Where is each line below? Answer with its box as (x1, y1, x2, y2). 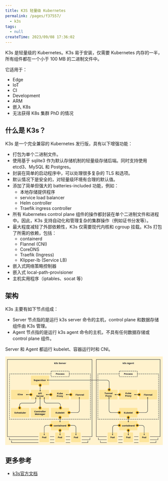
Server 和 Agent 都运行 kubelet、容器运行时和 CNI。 (5, 346, 113, 352)
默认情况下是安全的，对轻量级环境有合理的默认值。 (12, 176, 118, 182)
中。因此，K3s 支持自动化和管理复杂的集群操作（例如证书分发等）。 (12, 217, 151, 223)
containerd (19, 235, 42, 242)
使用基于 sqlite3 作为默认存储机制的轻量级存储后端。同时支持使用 (12, 157, 147, 163)
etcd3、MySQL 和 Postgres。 (12, 164, 73, 170)
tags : (5, 24, 16, 29)
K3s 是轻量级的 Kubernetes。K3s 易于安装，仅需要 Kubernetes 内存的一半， (5, 50, 162, 55)
